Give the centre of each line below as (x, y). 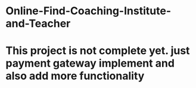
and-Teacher (38, 23)
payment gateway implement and (90, 63)
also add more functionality (75, 76)
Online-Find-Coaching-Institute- (88, 11)
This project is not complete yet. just (98, 51)
